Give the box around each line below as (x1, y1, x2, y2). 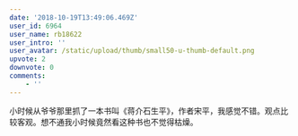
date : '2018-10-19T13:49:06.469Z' (9, 13, 139, 22)
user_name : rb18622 (9, 30, 83, 38)
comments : (9, 72, 47, 81)
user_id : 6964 (9, 21, 63, 30)
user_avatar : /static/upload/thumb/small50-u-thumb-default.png (9, 47, 255, 55)
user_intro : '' (9, 38, 66, 47)
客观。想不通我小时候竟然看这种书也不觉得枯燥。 (16, 116, 198, 127)
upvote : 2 (9, 55, 47, 64)
